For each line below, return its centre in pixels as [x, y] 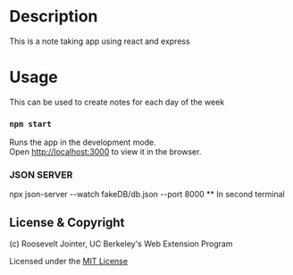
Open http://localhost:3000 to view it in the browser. [105, 152]
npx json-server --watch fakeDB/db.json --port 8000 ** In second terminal [147, 195]
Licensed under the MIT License [68, 262]
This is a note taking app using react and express [100, 41]
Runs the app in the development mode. [83, 142]
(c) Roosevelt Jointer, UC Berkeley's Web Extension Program [121, 244]
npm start [30, 124]
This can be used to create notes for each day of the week [117, 102]
